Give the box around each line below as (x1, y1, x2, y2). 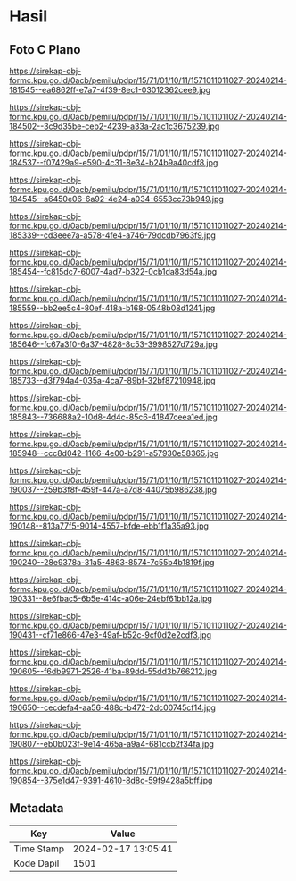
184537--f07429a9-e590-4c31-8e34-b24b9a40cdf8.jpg (9, 157, 218, 167)
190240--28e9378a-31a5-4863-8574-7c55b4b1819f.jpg (9, 557, 215, 567)
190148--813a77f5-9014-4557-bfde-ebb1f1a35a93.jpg (9, 521, 210, 531)
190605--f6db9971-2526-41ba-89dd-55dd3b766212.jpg (9, 666, 217, 676)
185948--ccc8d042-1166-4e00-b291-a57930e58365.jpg (9, 448, 219, 458)
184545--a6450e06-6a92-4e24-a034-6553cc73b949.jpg (9, 194, 225, 204)
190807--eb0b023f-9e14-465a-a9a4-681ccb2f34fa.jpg (9, 739, 214, 749)
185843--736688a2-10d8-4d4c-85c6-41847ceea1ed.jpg (9, 411, 218, 422)
